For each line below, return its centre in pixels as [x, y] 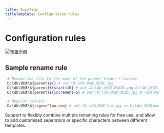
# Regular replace [26, 101]
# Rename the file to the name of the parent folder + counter [73, 79]
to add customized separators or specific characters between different [76, 120]
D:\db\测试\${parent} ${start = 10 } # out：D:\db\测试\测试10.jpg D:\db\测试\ [82, 88]
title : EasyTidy [21, 9]
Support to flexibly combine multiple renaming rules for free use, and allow [80, 115]
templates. [16, 125]
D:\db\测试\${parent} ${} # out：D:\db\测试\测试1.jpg [60, 83]
